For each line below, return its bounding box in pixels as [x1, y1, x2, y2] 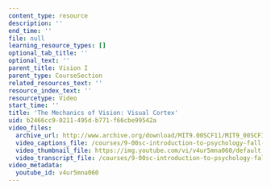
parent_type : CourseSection [8, 72, 103, 80]
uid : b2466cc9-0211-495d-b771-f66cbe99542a [8, 117, 157, 125]
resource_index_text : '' [8, 86, 92, 95]
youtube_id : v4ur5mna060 [15, 169, 99, 177]
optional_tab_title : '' [8, 49, 89, 57]
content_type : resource [8, 11, 89, 20]
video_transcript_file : [15, 154, 95, 162]
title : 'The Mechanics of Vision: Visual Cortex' [8, 109, 179, 117]
